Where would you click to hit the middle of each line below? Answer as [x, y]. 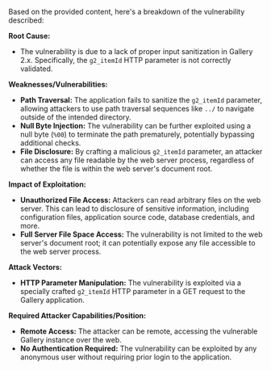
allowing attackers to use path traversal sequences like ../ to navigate [137, 109]
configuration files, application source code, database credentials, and [138, 217]
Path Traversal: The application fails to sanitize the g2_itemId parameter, [141, 100]
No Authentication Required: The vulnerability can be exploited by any [138, 348]
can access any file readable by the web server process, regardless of [137, 160]
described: [26, 20]
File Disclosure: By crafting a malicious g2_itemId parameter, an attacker [141, 151]
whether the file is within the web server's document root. [116, 168]
